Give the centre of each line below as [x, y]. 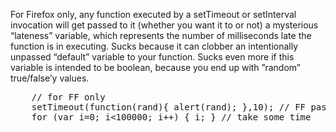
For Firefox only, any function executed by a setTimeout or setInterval [153, 14]
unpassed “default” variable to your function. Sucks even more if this [152, 57]
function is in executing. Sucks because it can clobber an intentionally [154, 46]
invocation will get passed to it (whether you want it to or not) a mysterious [164, 25]
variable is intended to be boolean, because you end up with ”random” [155, 67]
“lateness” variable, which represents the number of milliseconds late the [161, 35]
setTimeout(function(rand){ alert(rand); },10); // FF [169, 107]
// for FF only [68, 97]
